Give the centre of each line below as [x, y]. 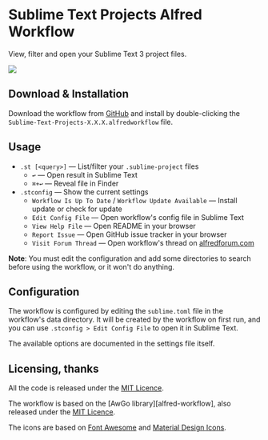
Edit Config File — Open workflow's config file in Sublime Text [138, 217]
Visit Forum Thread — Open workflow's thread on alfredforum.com [143, 242]
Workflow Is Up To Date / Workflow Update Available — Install [134, 200]
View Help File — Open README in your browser [114, 226]
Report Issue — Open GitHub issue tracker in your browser [129, 234]
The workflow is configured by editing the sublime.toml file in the [116, 311]
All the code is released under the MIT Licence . [86, 388]
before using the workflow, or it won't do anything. [91, 266]
